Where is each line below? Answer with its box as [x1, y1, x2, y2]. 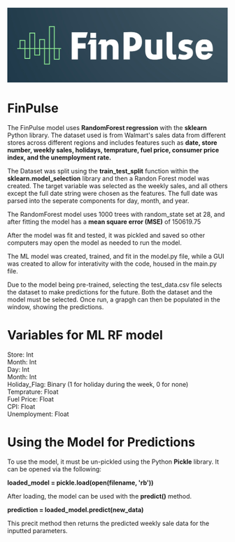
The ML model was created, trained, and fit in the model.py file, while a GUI [7, 252, 225, 260]
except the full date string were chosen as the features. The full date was [7, 189, 218, 197]
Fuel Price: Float [7, 394, 55, 403]
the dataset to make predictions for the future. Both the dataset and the [7, 287, 213, 296]
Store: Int [7, 350, 34, 359]
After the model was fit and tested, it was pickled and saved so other [7, 231, 205, 239]
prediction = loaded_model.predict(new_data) [7, 505, 144, 514]
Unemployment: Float [7, 410, 69, 418]
